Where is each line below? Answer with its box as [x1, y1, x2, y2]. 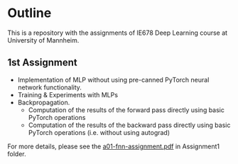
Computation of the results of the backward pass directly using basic [28, 121, 231, 129]
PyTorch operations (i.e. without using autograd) [28, 128, 171, 136]
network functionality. [17, 83, 82, 92]
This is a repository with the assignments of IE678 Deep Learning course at [7, 28, 228, 37]
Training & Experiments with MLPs [17, 90, 119, 99]
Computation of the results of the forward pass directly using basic [28, 105, 225, 114]
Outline [7, 5, 52, 21]
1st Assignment [7, 57, 77, 69]
